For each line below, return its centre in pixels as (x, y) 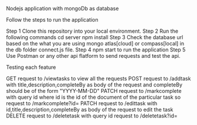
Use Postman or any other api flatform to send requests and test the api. (93, 56)
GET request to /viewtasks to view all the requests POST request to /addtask (98, 79)
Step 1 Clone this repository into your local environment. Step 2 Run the (92, 31)
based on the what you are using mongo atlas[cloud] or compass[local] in (95, 44)
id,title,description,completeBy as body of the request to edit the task (90, 110)
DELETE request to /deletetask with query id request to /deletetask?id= (92, 116)
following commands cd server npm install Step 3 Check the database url (95, 37)
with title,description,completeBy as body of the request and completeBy (94, 85)
